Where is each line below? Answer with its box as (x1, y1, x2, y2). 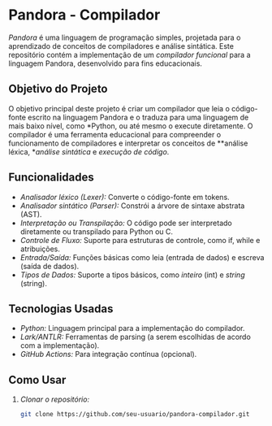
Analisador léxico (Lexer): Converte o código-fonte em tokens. (19, 192, 230, 202)
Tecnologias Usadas (8, 302, 114, 315)
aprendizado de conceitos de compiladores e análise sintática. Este (8, 41, 234, 50)
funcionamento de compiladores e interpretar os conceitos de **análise (8, 138, 248, 148)
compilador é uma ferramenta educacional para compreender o (8, 129, 222, 139)
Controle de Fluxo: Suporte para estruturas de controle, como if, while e (19, 235, 261, 245)
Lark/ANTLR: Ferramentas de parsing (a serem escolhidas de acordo (19, 332, 252, 342)
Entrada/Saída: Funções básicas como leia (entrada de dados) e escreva (19, 252, 265, 262)
